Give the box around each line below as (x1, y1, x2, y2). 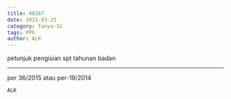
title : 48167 (7, 10, 45, 17)
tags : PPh (7, 29, 36, 36)
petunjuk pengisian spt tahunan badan (7, 54, 116, 62)
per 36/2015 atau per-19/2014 (7, 74, 91, 82)
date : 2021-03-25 (7, 16, 57, 23)
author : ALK (7, 36, 41, 42)
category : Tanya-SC (7, 23, 63, 29)
